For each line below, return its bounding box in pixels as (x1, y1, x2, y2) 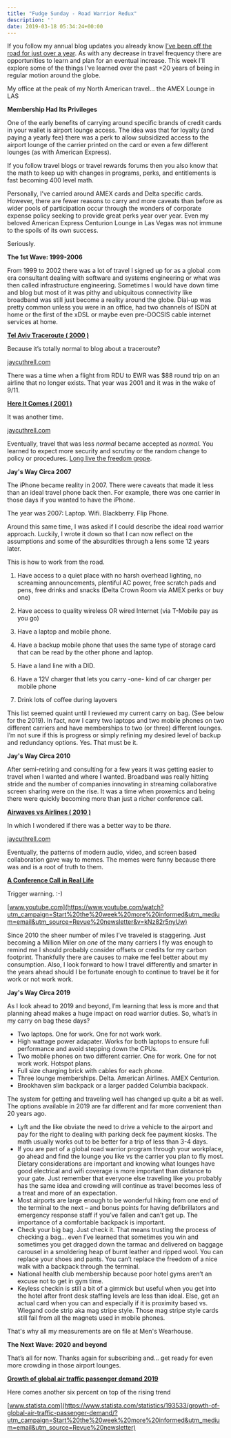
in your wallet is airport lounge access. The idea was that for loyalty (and (7, 126, 214, 135)
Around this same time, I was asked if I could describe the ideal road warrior (7, 522, 224, 531)
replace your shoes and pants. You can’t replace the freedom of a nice (17, 1255, 218, 1263)
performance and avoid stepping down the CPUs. (17, 1045, 159, 1053)
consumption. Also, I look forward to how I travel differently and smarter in (7, 961, 219, 969)
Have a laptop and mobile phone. (17, 627, 112, 636)
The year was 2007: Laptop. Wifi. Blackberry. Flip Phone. (7, 509, 169, 518)
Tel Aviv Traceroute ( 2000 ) (7, 331, 90, 339)
